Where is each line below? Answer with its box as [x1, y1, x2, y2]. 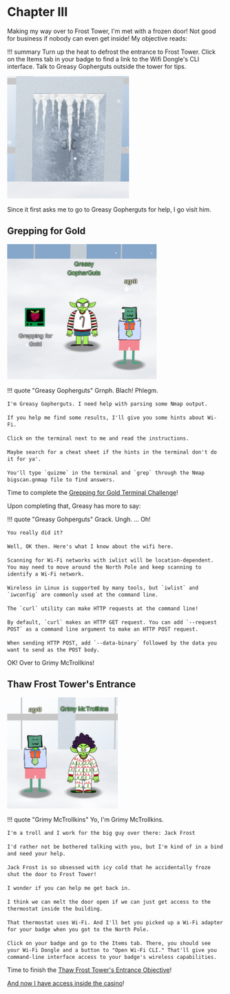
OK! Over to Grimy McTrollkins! [7, 658, 95, 667]
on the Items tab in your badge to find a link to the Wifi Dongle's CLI [7, 54, 200, 63]
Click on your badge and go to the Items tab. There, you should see [7, 940, 211, 946]
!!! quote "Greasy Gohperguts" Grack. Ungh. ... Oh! [7, 515, 151, 523]
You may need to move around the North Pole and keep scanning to [7, 563, 202, 571]
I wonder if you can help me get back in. [7, 884, 131, 891]
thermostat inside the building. [7, 905, 103, 912]
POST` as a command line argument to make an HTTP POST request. [7, 625, 198, 633]
